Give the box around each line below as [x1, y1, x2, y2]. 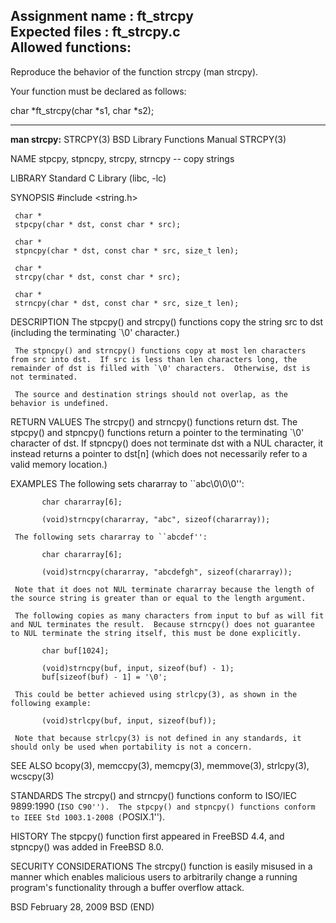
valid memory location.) [10, 458, 108, 470]
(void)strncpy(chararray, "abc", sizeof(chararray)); [41, 514, 271, 524]
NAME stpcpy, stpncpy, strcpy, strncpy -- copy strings [10, 152, 235, 164]
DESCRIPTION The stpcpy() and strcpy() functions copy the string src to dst [10, 315, 324, 328]
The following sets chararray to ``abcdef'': [14, 532, 208, 542]
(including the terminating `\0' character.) [10, 326, 180, 338]
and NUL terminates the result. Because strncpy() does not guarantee [10, 619, 315, 629]
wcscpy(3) [10, 770, 55, 782]
